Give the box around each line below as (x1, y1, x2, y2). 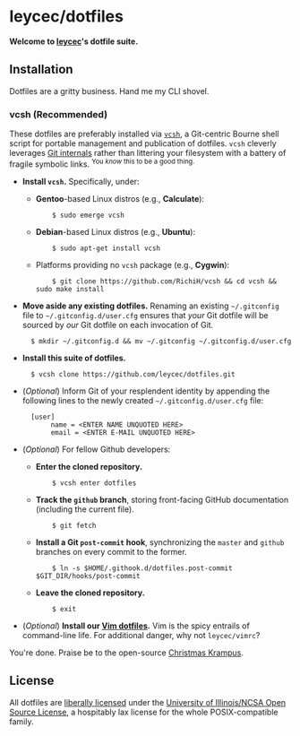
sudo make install (35, 284, 105, 293)
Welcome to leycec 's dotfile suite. (9, 36, 139, 47)
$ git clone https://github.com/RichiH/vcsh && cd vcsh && (52, 276, 278, 286)
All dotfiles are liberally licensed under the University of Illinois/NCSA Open (9, 697, 287, 707)
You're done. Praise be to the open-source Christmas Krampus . (9, 647, 244, 658)
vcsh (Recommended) (9, 108, 108, 120)
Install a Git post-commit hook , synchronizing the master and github (35, 536, 285, 548)
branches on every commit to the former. (35, 546, 187, 557)
